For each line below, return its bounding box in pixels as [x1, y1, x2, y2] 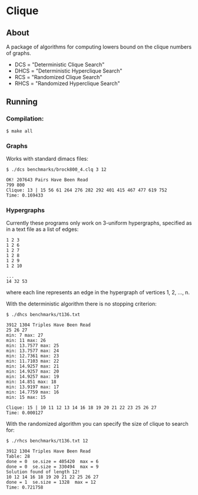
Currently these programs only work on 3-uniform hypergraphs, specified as [6, 220, 192, 227]
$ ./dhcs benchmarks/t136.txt [6, 312, 81, 318]
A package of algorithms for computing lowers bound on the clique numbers [6, 43, 192, 50]
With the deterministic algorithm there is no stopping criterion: [6, 300, 157, 308]
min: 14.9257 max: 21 [6, 363, 60, 370]
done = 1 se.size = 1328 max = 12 [6, 480, 96, 486]
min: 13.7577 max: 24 [6, 348, 60, 354]
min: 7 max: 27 [6, 333, 44, 338]
